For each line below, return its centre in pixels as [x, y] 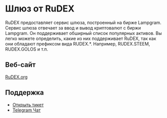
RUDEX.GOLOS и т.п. [27, 49]
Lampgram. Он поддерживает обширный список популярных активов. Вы [83, 33]
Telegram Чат [26, 110]
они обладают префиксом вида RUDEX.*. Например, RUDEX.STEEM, [78, 43]
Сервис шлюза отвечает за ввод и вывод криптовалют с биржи [73, 27]
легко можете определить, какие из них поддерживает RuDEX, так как [81, 38]
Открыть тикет [28, 104]
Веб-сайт [20, 65]
